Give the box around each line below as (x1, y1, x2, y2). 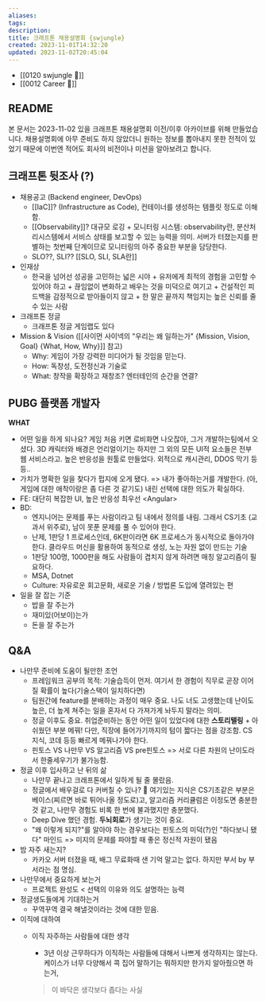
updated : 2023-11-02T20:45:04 (8, 49, 109, 56)
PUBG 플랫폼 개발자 (8, 397, 101, 410)
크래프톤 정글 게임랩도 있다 (31, 321, 115, 331)
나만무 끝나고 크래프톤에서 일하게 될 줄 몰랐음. (31, 775, 174, 785)
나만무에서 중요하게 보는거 (19, 875, 102, 884)
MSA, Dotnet (31, 571, 74, 581)
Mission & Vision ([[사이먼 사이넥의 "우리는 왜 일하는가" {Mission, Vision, (19, 331, 250, 340)
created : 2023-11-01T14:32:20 (8, 41, 109, 49)
